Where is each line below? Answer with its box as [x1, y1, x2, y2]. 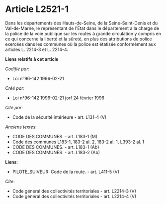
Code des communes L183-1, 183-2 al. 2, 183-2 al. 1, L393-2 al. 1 [12, 139, 145, 145]
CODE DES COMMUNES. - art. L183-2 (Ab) [12, 149, 100, 155]
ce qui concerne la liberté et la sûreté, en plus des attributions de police [5, 36, 153, 42]
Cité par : [5, 104, 23, 110]
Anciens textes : [5, 124, 37, 130]
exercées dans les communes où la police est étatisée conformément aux [5, 41, 156, 47]
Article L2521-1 [5, 3, 69, 15]
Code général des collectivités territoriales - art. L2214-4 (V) [12, 193, 137, 199]
